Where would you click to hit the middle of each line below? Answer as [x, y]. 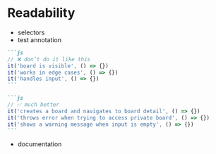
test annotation [40, 39]
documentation [40, 144]
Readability [41, 13]
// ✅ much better [34, 105]
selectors [31, 32]
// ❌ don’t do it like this [49, 59]
